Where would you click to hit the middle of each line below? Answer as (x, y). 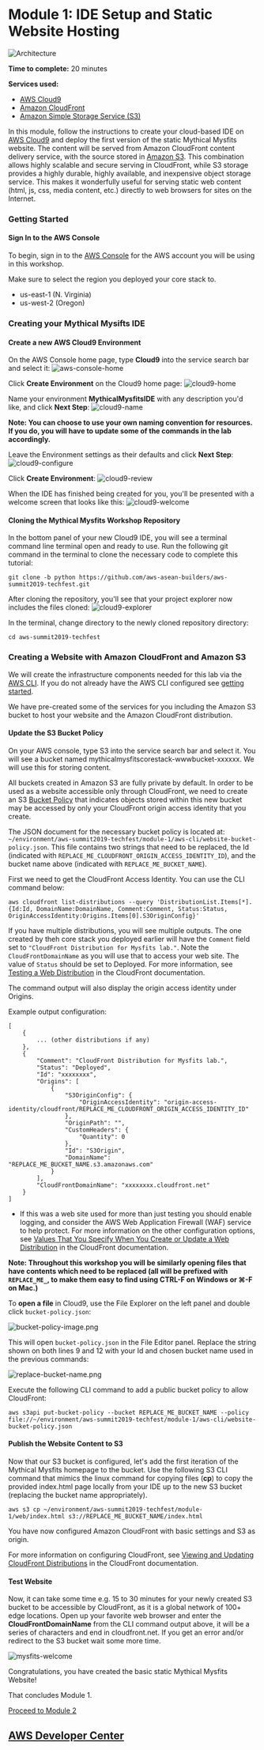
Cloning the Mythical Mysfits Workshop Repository (94, 520)
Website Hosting (64, 31)
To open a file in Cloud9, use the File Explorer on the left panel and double (129, 1303)
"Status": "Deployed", (74, 1068)
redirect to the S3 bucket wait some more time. (85, 1641)
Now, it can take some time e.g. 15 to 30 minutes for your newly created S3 (130, 1599)
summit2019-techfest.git (49, 584)
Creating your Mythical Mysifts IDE (77, 323)
